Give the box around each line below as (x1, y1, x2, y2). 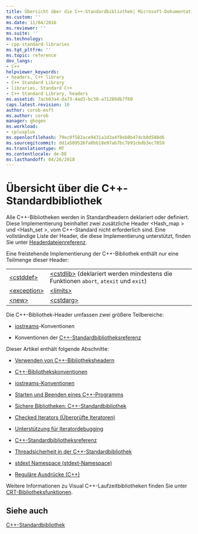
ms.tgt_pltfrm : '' (6, 47, 51, 53)
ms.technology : (6, 36, 44, 42)
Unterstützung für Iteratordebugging (14, 425, 104, 433)
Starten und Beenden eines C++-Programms (14, 391, 124, 398)
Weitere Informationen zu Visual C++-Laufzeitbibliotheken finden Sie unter (6, 482, 187, 489)
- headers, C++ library (6, 74, 65, 80)
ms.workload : (6, 124, 38, 130)
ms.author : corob (6, 112, 49, 118)
